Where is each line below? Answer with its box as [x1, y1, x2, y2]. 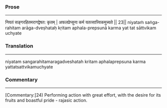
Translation [5, 43, 33, 50]
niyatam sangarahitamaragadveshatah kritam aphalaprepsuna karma [5, 58, 146, 64]
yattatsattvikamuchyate [5, 63, 53, 70]
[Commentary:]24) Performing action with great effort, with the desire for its [5, 92, 161, 98]
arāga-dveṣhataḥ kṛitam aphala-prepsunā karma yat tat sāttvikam [21, 25, 157, 31]
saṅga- [145, 19, 160, 25]
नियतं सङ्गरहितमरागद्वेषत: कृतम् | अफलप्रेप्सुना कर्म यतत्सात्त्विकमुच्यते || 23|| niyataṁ [5, 19, 144, 25]
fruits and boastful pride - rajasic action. [5, 97, 87, 103]
